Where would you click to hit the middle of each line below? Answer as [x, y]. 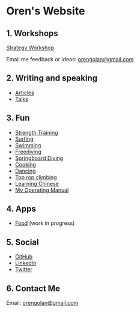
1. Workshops [32, 33]
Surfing [24, 139]
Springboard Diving [39, 158]
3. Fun [18, 118]
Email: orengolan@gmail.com [42, 303]
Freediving [28, 151]
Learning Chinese [37, 183]
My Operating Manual [42, 190]
